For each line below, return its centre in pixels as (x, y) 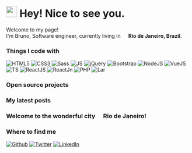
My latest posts (29, 101)
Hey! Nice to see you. (72, 14)
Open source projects (37, 85)
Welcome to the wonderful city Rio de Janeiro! (76, 116)
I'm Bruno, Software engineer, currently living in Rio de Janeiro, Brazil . (94, 35)
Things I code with (33, 51)
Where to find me (31, 131)
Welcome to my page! (32, 30)
